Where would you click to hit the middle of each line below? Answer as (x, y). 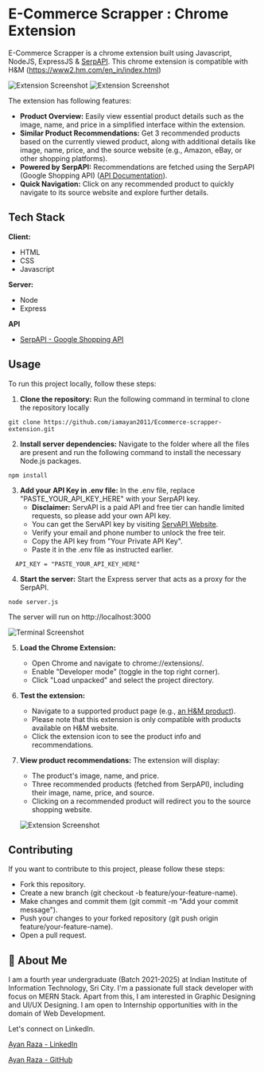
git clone (25, 422)
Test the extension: (52, 695)
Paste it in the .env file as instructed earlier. (102, 549)
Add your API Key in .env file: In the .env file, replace (107, 490)
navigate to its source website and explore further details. (114, 192)
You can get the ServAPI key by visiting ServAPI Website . (125, 524)
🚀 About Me (38, 960)
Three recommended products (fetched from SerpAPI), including (138, 784)
